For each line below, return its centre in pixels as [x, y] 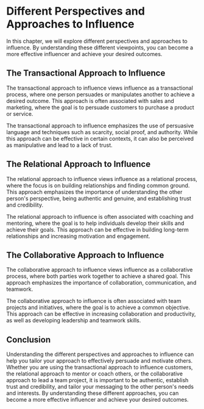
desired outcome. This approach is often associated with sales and [90, 101]
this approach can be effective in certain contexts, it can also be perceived [100, 138]
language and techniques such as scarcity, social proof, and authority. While [102, 132]
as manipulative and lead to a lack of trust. [59, 145]
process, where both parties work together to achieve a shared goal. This [98, 276]
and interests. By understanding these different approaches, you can [93, 393]
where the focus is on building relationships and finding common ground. [98, 185]
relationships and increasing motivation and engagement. [78, 236]
